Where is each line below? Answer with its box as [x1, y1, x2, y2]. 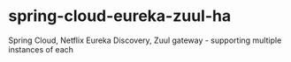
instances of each [8, 44, 74, 54]
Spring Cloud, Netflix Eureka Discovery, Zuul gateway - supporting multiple [8, 35, 282, 45]
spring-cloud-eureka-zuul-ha [8, 6, 232, 26]
